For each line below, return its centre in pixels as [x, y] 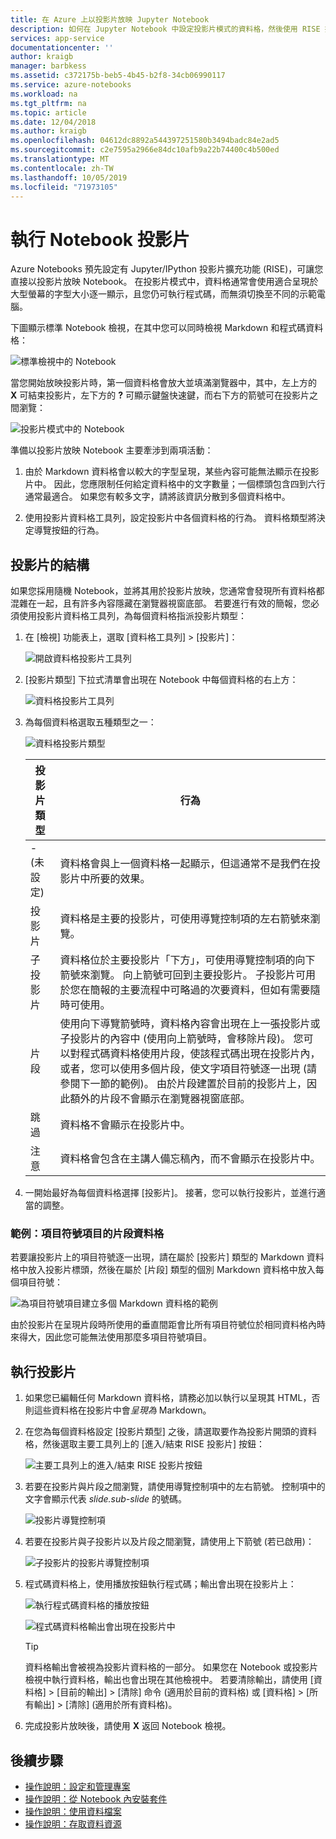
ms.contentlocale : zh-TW [62, 168]
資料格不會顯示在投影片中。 [125, 1125]
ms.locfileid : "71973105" [64, 187]
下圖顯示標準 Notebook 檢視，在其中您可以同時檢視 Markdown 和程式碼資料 [167, 328]
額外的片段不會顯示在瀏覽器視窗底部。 [160, 1099]
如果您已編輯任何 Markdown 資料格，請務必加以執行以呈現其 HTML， [168, 1398]
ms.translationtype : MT [60, 159]
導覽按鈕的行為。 [69, 530]
